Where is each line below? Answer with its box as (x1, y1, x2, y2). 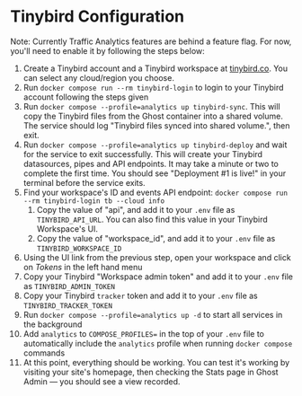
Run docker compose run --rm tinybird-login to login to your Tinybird (22, 82, 284, 92)
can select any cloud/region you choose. (22, 72, 174, 83)
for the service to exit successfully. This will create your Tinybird (22, 148, 263, 159)
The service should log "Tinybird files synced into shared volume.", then (22, 119, 290, 131)
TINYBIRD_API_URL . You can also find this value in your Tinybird (36, 214, 268, 224)
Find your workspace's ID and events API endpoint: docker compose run (22, 187, 289, 198)
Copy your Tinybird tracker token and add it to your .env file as (22, 290, 259, 301)
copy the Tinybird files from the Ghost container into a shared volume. (22, 110, 284, 121)
